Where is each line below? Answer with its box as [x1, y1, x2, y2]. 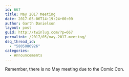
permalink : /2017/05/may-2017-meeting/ [5, 35, 86, 40]
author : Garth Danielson [5, 21, 56, 26]
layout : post [5, 26, 32, 30]
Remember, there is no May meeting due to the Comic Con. [5, 66, 125, 72]
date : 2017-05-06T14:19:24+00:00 [5, 16, 73, 21]
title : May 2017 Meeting [5, 12, 56, 17]
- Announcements [9, 52, 43, 58]
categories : [5, 48, 29, 53]
